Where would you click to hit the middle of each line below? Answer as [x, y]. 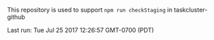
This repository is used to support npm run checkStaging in [90, 10]
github [16, 17]
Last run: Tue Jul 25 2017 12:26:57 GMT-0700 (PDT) [81, 30]
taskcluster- [191, 10]
